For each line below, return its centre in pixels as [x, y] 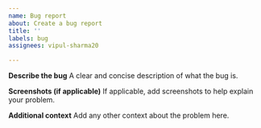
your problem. [31, 100]
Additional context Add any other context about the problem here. [119, 116]
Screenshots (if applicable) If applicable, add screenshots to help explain [131, 91]
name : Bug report [37, 16]
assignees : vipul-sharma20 [54, 46]
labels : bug [28, 38]
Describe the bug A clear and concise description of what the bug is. [123, 76]
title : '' [25, 31]
